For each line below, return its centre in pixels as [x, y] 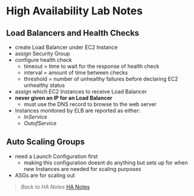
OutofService [40, 123]
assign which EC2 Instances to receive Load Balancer [81, 91]
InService [36, 117]
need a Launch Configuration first [56, 156]
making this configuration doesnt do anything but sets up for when [106, 163]
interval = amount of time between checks [76, 72]
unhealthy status [44, 85]
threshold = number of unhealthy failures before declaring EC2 [101, 79]
